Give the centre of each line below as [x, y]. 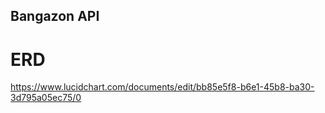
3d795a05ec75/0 [46, 98]
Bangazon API [55, 16]
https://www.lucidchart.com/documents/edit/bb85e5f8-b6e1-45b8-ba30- [162, 87]
